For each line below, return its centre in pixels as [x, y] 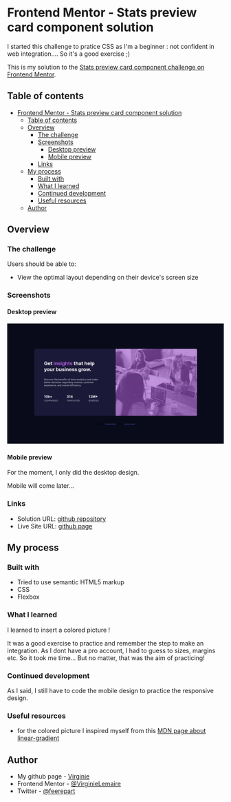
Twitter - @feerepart [46, 791]
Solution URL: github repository [62, 519]
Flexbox [28, 597]
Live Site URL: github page [55, 526]
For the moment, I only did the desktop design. [73, 473]
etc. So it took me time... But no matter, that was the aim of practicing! [106, 658]
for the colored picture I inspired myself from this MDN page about [111, 731]
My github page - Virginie [53, 777]
